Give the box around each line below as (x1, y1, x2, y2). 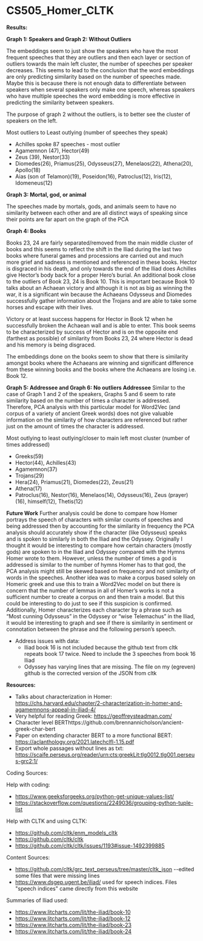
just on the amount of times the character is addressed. (6, 422, 145, 430)
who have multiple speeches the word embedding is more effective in (6, 92, 181, 99)
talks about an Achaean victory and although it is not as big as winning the (6, 284, 192, 291)
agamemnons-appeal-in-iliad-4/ (15, 706, 96, 713)
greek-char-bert (15, 725, 56, 732)
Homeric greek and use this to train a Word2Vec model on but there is (6, 580, 181, 587)
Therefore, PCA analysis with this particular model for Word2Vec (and (6, 403, 181, 410)
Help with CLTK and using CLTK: (6, 817, 88, 825)
